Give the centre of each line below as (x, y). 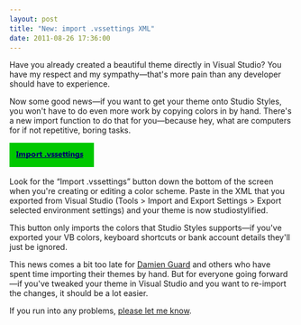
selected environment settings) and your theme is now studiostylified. (139, 210)
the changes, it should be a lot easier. (79, 293)
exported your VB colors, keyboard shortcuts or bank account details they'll (150, 237)
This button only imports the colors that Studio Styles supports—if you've (146, 228)
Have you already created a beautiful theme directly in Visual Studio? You (146, 65)
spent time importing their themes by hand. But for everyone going (133, 274)
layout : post (34, 19)
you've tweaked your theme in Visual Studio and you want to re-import (155, 283)
